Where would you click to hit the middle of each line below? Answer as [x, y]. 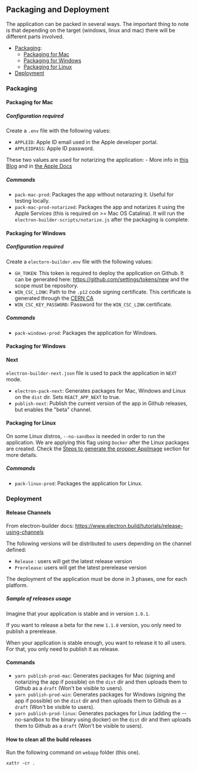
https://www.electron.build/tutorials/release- [129, 525]
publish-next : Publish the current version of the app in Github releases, [101, 403]
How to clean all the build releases [49, 739]
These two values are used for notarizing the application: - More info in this [97, 160]
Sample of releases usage [39, 599]
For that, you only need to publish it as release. [63, 649]
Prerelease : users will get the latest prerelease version [81, 567]
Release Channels [29, 512]
